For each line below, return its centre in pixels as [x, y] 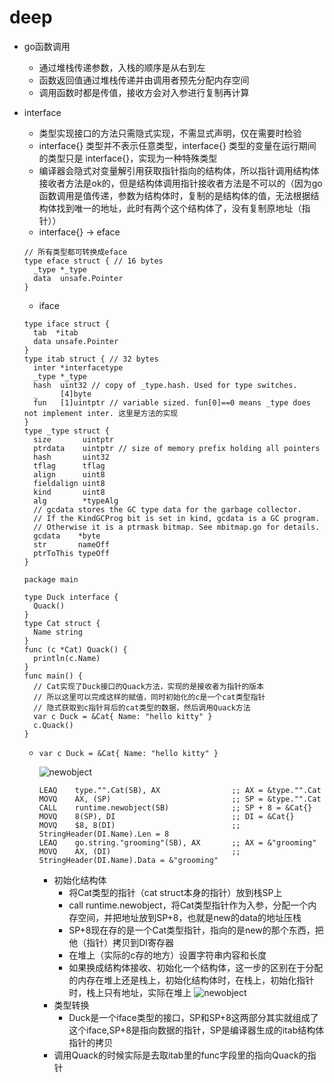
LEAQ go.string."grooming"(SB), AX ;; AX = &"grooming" [177, 842]
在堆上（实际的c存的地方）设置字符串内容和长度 [167, 955]
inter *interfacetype [78, 367]
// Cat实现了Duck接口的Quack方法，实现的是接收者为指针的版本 [149, 686]
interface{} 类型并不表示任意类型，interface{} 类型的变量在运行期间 [177, 145]
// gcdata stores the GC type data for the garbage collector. [167, 509]
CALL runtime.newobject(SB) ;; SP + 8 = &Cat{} [175, 807]
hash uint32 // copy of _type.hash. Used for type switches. [165, 385]
